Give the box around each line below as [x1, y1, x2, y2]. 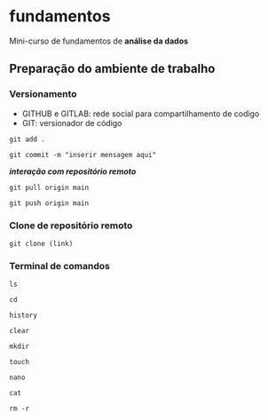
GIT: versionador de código [21, 117, 122, 128]
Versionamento [9, 88, 77, 100]
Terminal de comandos [9, 259, 111, 272]
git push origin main [9, 198, 90, 208]
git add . [9, 135, 46, 144]
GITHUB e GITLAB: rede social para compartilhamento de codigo [21, 108, 260, 119]
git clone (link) [9, 239, 74, 248]
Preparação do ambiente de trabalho [9, 61, 216, 76]
